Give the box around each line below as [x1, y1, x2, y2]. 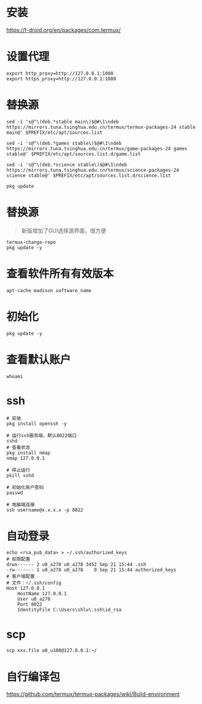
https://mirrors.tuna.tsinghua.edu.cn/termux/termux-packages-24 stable [6, 124, 196, 130]
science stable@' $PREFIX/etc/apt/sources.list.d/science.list [6, 172, 171, 179]
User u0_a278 [17, 596, 51, 602]
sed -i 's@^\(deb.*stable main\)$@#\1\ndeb [6, 118, 119, 125]
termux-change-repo [6, 239, 56, 246]
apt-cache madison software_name [6, 287, 92, 293]
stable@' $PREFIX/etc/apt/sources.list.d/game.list [6, 151, 141, 157]
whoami [6, 373, 23, 379]
